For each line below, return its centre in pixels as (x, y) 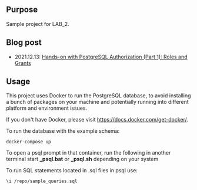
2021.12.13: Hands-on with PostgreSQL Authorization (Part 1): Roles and (101, 57)
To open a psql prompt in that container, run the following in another (89, 153)
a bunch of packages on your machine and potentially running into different (98, 102)
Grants (23, 63)
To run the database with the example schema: (63, 131)
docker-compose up (29, 142)
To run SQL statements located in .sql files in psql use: (72, 171)
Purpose (22, 10)
